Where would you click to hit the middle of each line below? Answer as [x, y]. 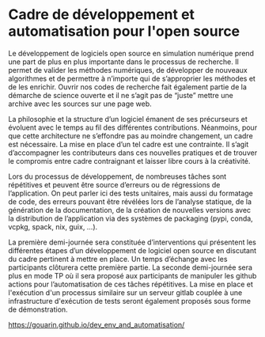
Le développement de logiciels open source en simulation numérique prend [131, 53]
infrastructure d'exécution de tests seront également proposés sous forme [130, 301]
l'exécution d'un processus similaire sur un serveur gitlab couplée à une [125, 292]
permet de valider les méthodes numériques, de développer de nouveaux [128, 70]
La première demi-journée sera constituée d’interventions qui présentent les [132, 242]
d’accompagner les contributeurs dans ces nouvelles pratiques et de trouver [133, 153]
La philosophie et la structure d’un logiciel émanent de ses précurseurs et [128, 119]
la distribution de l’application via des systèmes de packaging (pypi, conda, [131, 218]
